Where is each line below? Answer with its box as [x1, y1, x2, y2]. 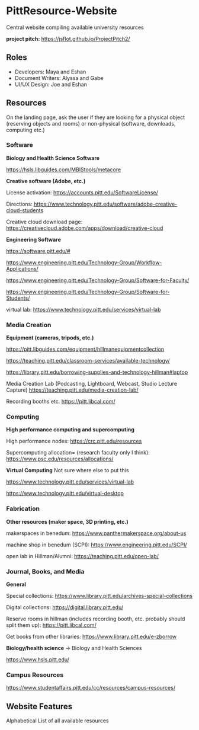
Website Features [6, 701, 73, 712]
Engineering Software [6, 236, 61, 243]
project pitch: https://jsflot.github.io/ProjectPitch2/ [6, 35, 130, 42]
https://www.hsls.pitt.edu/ [6, 656, 70, 663]
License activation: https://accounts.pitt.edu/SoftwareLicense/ [6, 188, 158, 196]
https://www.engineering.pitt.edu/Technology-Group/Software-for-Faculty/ [6, 277, 190, 284]
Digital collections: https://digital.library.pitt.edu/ [6, 604, 124, 611]
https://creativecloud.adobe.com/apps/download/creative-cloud [6, 224, 163, 232]
